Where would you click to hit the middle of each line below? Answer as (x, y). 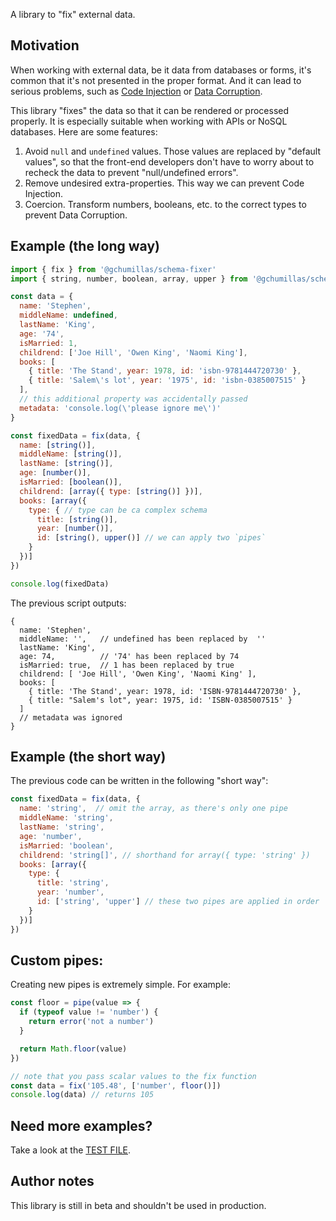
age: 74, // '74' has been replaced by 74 (129, 656)
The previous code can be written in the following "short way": (139, 781)
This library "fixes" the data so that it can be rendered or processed (150, 110)
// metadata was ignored (71, 717)
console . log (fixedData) (60, 584)
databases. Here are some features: (84, 131)
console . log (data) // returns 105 (82, 1095)
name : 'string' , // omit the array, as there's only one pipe (153, 809)
